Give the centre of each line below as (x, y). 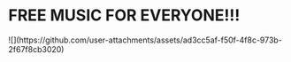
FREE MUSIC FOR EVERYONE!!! (124, 15)
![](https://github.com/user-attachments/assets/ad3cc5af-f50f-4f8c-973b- (145, 40)
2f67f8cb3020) (36, 49)
